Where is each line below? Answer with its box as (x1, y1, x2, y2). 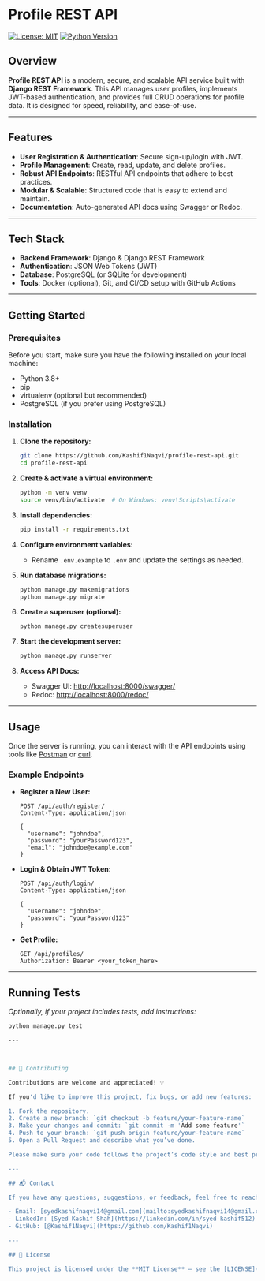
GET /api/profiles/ (19, 950, 84, 958)
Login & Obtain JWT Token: (19, 865, 112, 874)
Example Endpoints (8, 769, 84, 780)
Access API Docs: (19, 667, 80, 676)
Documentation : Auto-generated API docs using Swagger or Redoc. (19, 202, 243, 211)
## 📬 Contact (8, 1179, 55, 1187)
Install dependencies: (19, 510, 93, 520)
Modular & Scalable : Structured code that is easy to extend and (19, 185, 227, 195)
